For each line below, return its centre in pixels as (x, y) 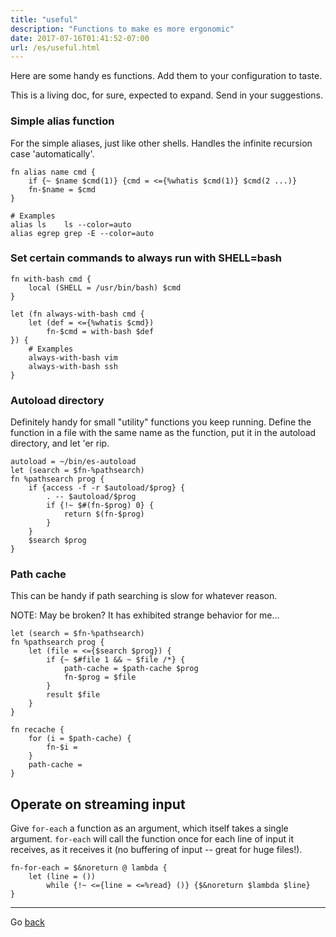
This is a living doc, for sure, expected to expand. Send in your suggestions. (166, 95)
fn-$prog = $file (100, 677)
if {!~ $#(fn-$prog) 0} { (100, 506)
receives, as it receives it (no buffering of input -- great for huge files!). (156, 850)
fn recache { (37, 730)
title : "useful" (44, 19)
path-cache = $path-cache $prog (131, 669)
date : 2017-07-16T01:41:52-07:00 (80, 38)
